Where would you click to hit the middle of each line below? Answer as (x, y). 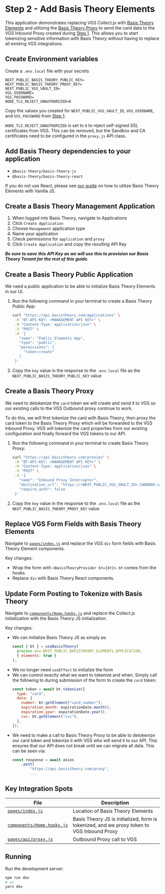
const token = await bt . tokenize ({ (49, 689)
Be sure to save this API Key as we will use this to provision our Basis (77, 254)
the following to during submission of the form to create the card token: (84, 680)
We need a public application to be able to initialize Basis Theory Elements (80, 286)
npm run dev (17, 878)
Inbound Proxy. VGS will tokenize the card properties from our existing (76, 428)
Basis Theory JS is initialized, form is (115, 819)
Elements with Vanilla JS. (30, 191)
